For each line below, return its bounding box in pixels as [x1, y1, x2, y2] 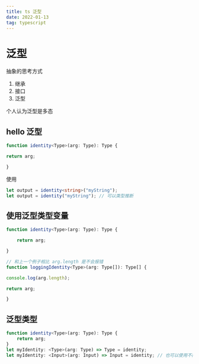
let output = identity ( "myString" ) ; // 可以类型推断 [6, 193, 134, 199]
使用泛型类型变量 [6, 211, 69, 221]
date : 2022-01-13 [6, 14, 49, 20]
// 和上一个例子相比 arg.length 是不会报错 [6, 259, 104, 265]
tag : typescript [6, 20, 46, 25]
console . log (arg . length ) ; [6, 275, 70, 281]
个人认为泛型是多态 [6, 108, 53, 115]
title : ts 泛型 [6, 8, 42, 15]
